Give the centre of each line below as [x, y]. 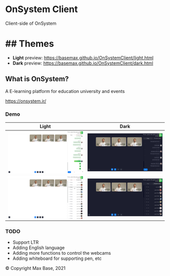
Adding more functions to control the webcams [62, 253]
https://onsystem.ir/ [26, 101]
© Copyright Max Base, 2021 [35, 268]
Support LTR [26, 242]
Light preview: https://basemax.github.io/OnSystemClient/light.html [83, 58]
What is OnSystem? [37, 79]
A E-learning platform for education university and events [65, 91]
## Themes [30, 44]
